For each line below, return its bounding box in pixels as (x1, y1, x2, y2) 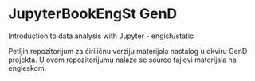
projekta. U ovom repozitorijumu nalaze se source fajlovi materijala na (8, 55, 237, 64)
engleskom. (8, 63, 47, 72)
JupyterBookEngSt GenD (8, 5, 178, 23)
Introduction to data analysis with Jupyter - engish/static (8, 31, 194, 40)
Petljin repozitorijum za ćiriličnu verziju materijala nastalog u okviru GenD (8, 46, 248, 56)
